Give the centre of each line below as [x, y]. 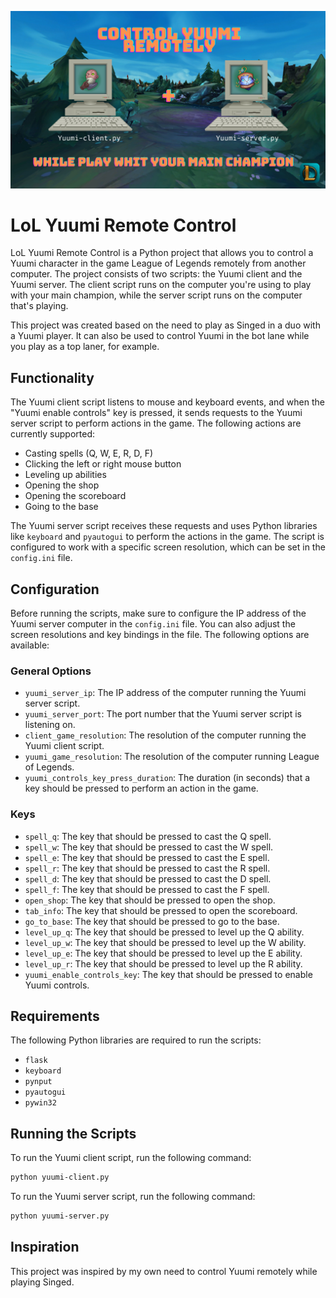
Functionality [52, 377]
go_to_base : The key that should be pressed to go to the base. [152, 921]
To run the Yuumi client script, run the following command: [131, 1158]
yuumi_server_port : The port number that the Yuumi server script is [163, 714]
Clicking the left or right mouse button [103, 464]
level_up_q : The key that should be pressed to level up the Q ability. [164, 932]
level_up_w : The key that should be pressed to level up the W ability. [165, 942]
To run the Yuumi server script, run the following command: [133, 1197]
